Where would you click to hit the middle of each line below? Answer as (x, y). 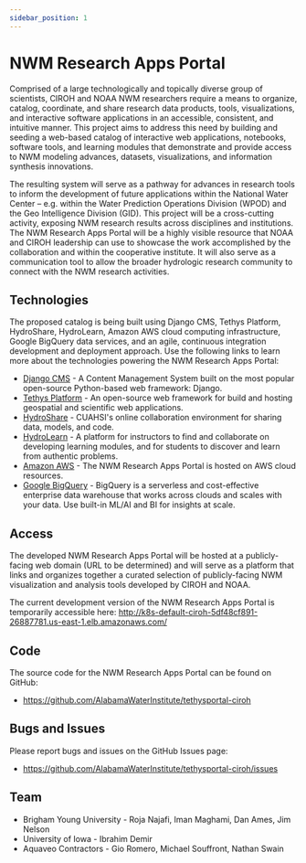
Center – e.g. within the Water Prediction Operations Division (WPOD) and (148, 203)
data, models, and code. (68, 427)
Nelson (36, 829)
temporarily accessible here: (63, 613)
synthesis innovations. (52, 166)
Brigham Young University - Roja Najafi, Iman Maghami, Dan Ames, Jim (157, 819)
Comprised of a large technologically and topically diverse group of (136, 89)
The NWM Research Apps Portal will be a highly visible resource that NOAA (152, 232)
